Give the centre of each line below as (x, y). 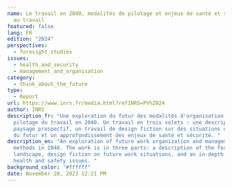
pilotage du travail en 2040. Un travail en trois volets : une (108, 122)
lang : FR (20, 33)
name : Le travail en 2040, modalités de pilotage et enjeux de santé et (114, 13)
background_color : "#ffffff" (49, 167)
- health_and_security (46, 65)
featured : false (30, 26)
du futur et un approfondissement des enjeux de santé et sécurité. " (117, 135)
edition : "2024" (30, 39)
